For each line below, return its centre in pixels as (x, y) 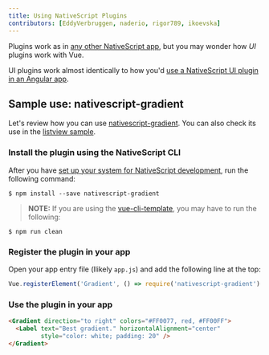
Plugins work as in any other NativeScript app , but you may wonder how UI (132, 46)
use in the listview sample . (52, 132)
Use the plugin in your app (61, 304)
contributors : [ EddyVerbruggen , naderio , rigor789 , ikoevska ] (114, 23)
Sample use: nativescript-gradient (96, 104)
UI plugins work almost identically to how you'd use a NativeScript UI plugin (134, 70)
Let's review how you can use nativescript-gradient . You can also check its (132, 123)
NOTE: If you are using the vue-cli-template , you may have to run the (142, 208)
